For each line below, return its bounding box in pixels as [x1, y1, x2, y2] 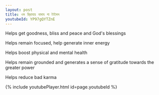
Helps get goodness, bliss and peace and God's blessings [5, 30, 126, 36]
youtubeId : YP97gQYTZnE [5, 16, 56, 21]
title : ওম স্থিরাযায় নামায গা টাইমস [5, 12, 60, 17]
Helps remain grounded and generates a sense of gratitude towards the [5, 59, 154, 65]
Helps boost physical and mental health [5, 49, 87, 55]
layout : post [5, 7, 33, 12]
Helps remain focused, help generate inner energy [5, 40, 110, 46]
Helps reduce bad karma [5, 74, 57, 80]
